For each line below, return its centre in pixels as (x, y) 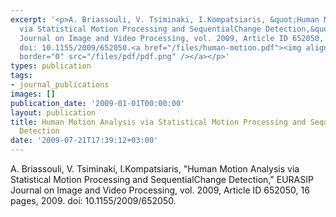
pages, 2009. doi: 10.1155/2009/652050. (93, 200)
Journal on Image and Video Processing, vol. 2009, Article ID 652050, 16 (160, 190)
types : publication (51, 66)
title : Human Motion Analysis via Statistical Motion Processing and (158, 122)
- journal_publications (60, 85)
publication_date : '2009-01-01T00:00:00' (98, 103)
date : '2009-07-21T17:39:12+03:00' (84, 141)
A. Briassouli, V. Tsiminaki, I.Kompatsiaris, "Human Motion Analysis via (155, 169)
